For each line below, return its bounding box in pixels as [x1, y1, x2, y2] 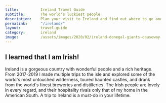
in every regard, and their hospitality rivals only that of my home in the [5, 87, 148, 93]
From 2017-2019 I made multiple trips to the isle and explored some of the [5, 71, 155, 77]
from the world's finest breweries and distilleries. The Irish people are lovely [5, 82, 160, 88]
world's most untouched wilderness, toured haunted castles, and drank [5, 76, 151, 82]
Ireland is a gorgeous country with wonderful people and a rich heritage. [5, 66, 153, 72]
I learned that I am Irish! [5, 53, 79, 62]
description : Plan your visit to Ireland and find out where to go [5, 16, 154, 21]
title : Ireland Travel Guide [5, 7, 85, 12]
